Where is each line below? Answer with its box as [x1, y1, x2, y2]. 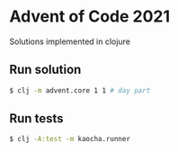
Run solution [9, 62, 82, 77]
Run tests [9, 111, 64, 127]
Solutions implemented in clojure [9, 36, 130, 47]
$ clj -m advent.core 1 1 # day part [9, 85, 151, 95]
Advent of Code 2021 [9, 6, 171, 27]
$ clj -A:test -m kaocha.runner [9, 135, 130, 144]
